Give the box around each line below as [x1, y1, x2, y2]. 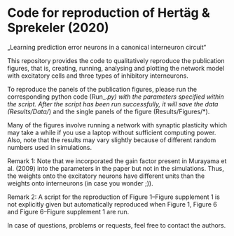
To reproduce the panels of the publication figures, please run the [7, 85, 198, 93]
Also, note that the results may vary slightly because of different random [7, 135, 216, 144]
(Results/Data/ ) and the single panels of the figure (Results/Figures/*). [7, 107, 210, 116]
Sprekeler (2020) [7, 20, 110, 36]
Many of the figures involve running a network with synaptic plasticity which [7, 120, 228, 129]
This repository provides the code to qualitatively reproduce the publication [7, 56, 225, 64]
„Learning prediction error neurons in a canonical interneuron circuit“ [7, 43, 207, 51]
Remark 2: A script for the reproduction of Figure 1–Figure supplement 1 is [7, 193, 221, 201]
